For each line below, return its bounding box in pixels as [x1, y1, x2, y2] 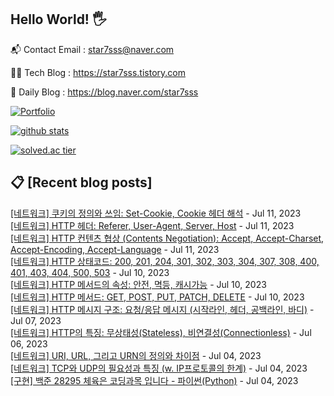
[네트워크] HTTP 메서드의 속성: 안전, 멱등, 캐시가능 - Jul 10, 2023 [10, 278, 267, 290]
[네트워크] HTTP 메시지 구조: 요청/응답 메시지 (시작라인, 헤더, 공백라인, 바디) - [10, 303, 315, 315]
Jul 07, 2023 [10, 314, 62, 326]
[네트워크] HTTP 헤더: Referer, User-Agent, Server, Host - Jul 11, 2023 [10, 219, 295, 231]
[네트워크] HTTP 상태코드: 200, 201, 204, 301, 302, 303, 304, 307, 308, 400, [10, 255, 320, 267]
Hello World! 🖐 [10, 11, 107, 28]
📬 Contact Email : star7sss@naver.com [10, 43, 175, 55]
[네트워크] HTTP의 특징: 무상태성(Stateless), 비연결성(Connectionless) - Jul [10, 326, 312, 338]
